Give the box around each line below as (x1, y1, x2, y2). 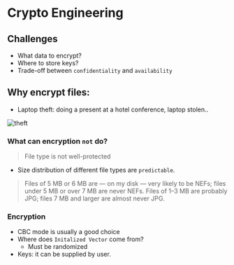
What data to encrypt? (17, 51, 82, 60)
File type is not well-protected (24, 152, 111, 161)
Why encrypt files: (7, 86, 90, 99)
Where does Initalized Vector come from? (17, 235, 145, 243)
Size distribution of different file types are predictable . (17, 166, 175, 175)
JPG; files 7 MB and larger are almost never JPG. (24, 194, 166, 203)
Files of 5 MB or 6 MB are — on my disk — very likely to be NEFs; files (24, 179, 226, 188)
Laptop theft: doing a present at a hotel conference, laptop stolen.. (17, 105, 209, 114)
